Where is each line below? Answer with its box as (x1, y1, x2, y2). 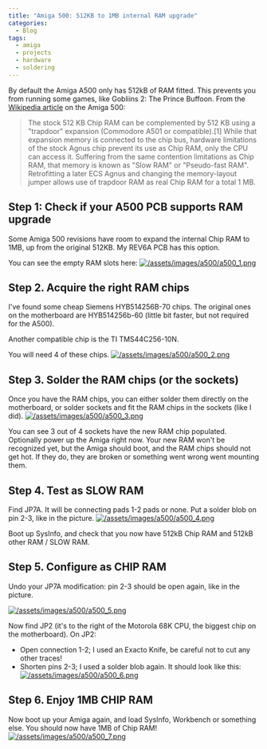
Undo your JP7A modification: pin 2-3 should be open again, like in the (8, 581, 241, 591)
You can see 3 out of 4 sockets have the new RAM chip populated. (8, 427, 227, 436)
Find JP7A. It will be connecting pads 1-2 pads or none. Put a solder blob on (8, 505, 257, 514)
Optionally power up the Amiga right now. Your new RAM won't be (8, 436, 226, 445)
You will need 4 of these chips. (8, 350, 110, 360)
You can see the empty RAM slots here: (8, 258, 138, 267)
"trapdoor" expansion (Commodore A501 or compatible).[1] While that (27, 126, 257, 136)
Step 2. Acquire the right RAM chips (8, 281, 190, 294)
